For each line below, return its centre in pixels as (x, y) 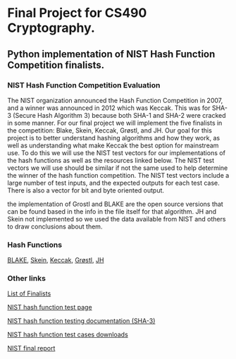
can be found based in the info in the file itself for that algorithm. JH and (112, 211)
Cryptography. (51, 28)
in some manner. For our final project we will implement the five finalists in (115, 123)
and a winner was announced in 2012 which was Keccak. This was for (109, 108)
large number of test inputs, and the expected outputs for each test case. (113, 183)
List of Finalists (29, 293)
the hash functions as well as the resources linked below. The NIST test (111, 160)
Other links (26, 279)
